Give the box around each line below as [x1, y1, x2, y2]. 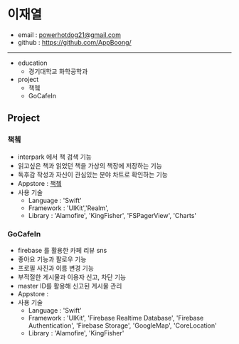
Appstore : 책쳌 [17, 179, 62, 187]
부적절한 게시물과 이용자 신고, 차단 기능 [17, 272, 127, 281]
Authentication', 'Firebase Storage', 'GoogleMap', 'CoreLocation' [28, 321, 217, 330]
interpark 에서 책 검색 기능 [17, 152, 92, 161]
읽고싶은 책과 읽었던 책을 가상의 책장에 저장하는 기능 [17, 161, 162, 170]
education [17, 58, 48, 67]
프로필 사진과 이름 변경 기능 [17, 264, 95, 272]
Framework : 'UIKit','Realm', [28, 204, 109, 212]
